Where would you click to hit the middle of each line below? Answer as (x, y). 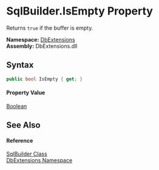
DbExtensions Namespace (39, 160)
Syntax (20, 65)
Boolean (17, 106)
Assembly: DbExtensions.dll (42, 46)
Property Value (26, 93)
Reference (20, 140)
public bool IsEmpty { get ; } (45, 79)
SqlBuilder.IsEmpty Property (80, 11)
